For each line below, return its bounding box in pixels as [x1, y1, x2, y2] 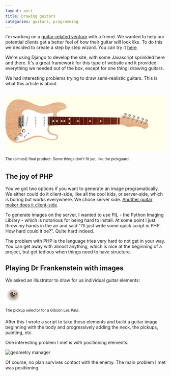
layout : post [5, 8, 33, 13]
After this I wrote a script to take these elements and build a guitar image [5, 318, 158, 324]
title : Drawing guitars [5, 13, 56, 19]
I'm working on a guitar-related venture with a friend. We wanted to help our [5, 34, 165, 40]
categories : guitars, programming [5, 19, 79, 24]
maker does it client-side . [5, 202, 59, 208]
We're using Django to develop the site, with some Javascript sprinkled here [5, 54, 165, 61]
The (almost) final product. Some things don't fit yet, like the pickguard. [5, 156, 130, 161]
